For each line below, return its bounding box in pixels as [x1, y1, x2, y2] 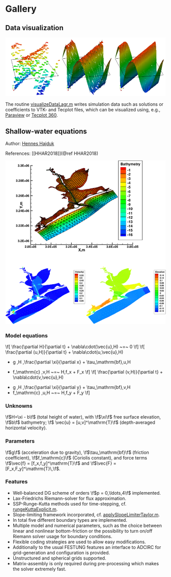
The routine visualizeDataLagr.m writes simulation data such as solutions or [5, 101, 164, 107]
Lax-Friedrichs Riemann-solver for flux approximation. [12, 495, 126, 501]
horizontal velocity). [5, 425, 47, 431]
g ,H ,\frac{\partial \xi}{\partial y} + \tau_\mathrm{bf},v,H [12, 384, 131, 390]
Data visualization [5, 24, 64, 32]
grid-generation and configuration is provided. [12, 549, 110, 556]
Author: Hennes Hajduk [5, 141, 54, 147]
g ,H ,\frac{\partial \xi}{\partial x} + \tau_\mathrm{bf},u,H [12, 359, 131, 365]
